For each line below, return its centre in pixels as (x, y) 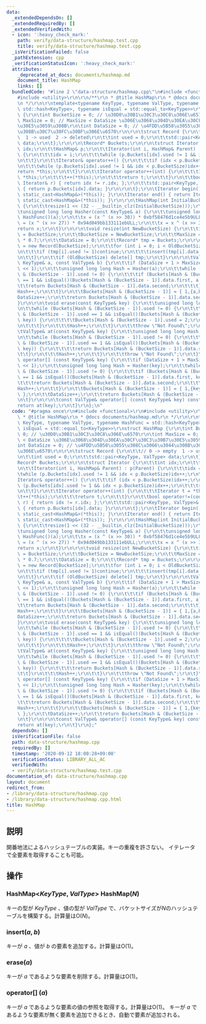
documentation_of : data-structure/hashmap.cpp (67, 777)
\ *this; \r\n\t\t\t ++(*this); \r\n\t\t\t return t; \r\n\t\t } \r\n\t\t (105, 178)
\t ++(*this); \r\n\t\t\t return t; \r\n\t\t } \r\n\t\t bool (89, 497)
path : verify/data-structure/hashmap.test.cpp (78, 40)
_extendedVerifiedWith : (42, 29)
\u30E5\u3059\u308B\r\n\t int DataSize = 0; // (78, 126)
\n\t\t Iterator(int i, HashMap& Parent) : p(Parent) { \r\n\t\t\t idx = (109, 468)
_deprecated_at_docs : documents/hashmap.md (74, 75)
